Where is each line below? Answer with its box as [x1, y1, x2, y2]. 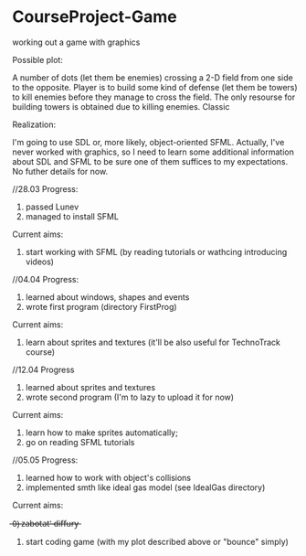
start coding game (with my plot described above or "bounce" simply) [25, 536, 289, 547]
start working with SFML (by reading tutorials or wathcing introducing [25, 246, 288, 257]
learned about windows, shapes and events [25, 291, 190, 303]
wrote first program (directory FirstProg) [25, 301, 178, 312]
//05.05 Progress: [12, 454, 79, 465]
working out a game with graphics [12, 37, 141, 48]
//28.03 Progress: [12, 183, 79, 194]
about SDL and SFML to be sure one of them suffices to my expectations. [12, 155, 289, 166]
